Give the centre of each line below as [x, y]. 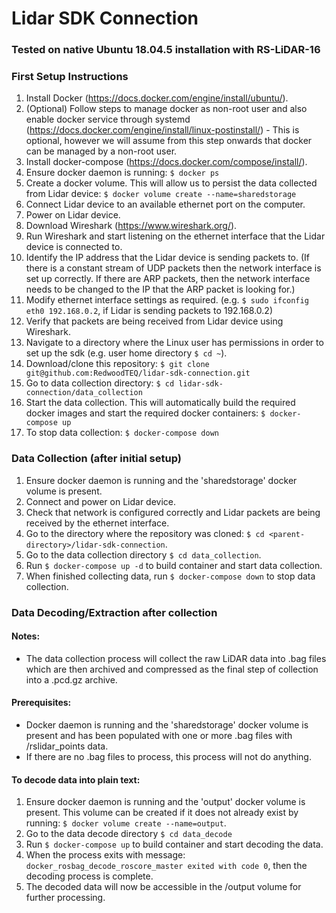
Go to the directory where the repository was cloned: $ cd [145, 533]
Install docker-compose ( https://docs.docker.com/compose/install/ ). [166, 162]
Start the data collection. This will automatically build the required [160, 403]
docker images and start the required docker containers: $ [145, 413]
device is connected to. [74, 247]
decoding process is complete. [89, 876]
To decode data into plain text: [76, 779]
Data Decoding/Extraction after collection [114, 612]
